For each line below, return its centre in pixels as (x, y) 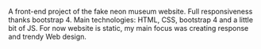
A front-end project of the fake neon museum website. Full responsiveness (130, 11)
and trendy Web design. (48, 36)
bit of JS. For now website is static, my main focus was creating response (129, 28)
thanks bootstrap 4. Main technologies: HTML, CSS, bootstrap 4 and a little (131, 20)
